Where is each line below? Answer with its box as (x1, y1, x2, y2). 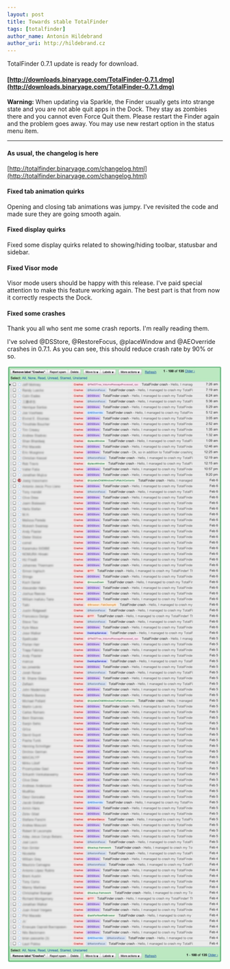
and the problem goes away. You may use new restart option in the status (7, 120, 215, 128)
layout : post (7, 11, 44, 18)
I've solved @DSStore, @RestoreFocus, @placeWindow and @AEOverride (7, 338, 216, 346)
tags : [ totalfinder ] (7, 25, 66, 32)
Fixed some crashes (7, 309, 66, 317)
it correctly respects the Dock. (7, 293, 93, 302)
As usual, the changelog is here (7, 149, 99, 157)
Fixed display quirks (7, 225, 66, 234)
